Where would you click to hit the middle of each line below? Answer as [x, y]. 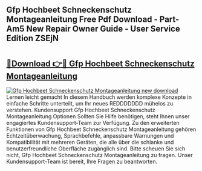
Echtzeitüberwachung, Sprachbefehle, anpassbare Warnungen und [90, 136]
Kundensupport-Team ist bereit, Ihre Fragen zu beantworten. [82, 161]
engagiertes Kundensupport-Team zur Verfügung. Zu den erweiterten [93, 123]
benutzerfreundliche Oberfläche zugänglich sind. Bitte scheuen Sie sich [96, 149]
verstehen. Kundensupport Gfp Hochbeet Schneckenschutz [81, 110]
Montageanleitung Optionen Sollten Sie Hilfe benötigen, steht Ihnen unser [98, 116]
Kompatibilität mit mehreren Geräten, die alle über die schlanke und [90, 142]
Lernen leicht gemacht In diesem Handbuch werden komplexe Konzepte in [99, 97]
